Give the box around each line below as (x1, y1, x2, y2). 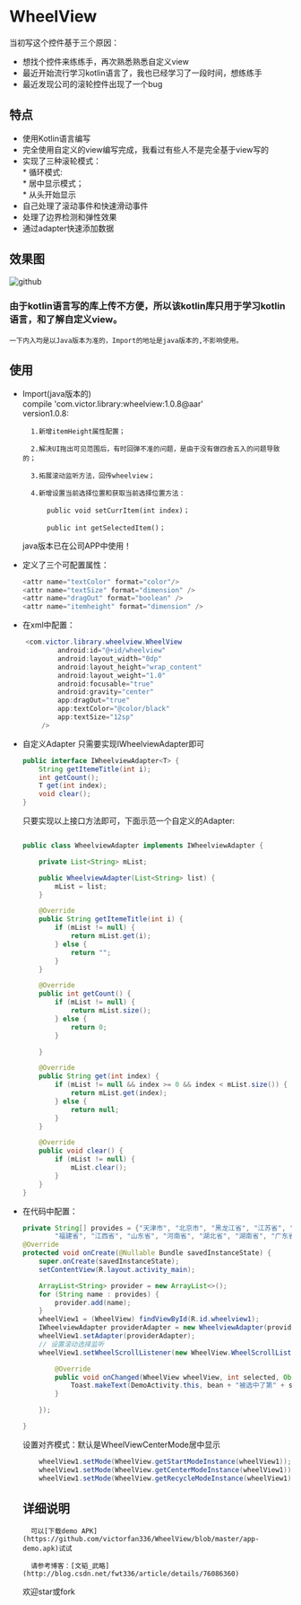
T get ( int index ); (39, 781, 107, 791)
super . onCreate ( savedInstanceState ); (39, 1257, 180, 1267)
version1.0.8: (21, 408, 69, 418)
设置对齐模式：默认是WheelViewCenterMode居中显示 (21, 1439, 221, 1450)
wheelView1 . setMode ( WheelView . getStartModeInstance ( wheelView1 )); (39, 1457, 292, 1466)
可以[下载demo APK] (30, 1527, 99, 1536)
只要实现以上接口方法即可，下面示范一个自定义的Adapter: (21, 815, 236, 827)
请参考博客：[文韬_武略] (30, 1562, 110, 1571)
